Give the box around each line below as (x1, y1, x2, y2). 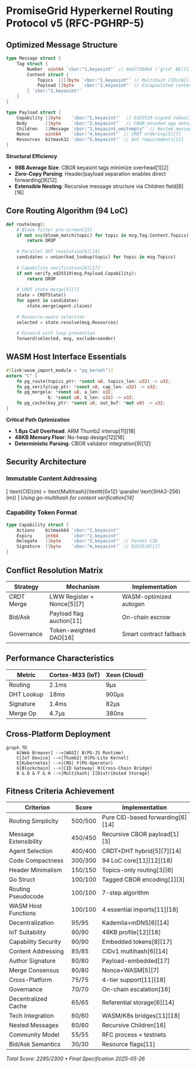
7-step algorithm (101, 889, 149, 897)
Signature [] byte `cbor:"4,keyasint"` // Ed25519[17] (16, 543, 160, 550)
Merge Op (9, 709, 37, 717)
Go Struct (9, 875, 36, 884)
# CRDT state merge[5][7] (16, 287, 80, 293)
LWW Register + (49, 593, 94, 601)
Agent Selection (9, 847, 53, 855)
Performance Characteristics (6, 653, 114, 663)
